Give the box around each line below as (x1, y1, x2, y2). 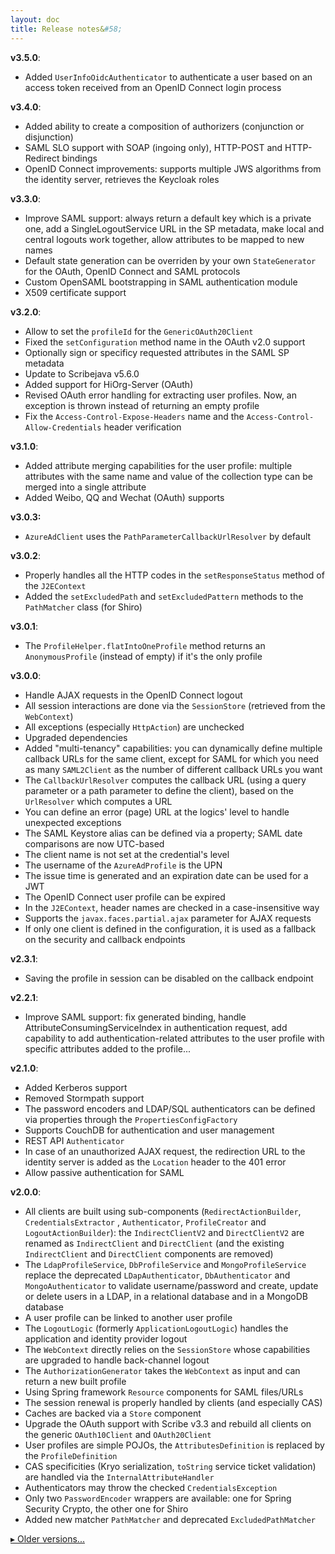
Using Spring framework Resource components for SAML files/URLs (24, 1386, 304, 1398)
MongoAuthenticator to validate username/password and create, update (24, 1279, 319, 1291)
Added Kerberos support (24, 1081, 128, 1093)
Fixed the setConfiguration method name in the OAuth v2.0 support (24, 336, 306, 348)
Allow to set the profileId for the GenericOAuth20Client (24, 325, 254, 337)
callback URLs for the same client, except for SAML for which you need (24, 752, 320, 765)
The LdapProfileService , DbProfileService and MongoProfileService (24, 1258, 307, 1270)
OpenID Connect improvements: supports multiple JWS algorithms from (24, 162, 322, 175)
